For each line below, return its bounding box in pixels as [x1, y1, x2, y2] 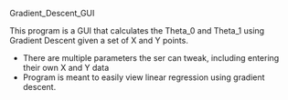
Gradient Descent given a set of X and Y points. [9, 35, 189, 45]
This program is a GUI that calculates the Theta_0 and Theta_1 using [9, 25, 265, 35]
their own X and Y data [22, 63, 110, 73]
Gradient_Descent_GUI [9, 8, 95, 18]
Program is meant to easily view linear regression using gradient [22, 72, 265, 83]
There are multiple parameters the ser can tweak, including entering [22, 53, 280, 63]
